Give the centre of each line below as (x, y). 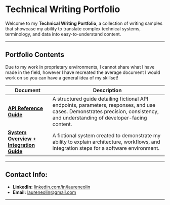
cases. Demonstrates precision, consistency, (105, 111)
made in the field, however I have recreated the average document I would (83, 72)
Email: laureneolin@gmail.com (44, 192)
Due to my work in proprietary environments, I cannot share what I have (80, 67)
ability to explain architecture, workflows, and (106, 142)
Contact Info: (27, 175)
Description (107, 90)
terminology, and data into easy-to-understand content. (63, 34)
